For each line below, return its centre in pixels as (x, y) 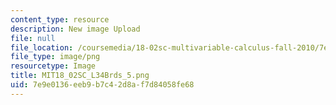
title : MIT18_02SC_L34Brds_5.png (80, 76)
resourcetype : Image (53, 66)
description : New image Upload (75, 29)
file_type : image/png (55, 57)
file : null (33, 38)
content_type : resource (60, 19)
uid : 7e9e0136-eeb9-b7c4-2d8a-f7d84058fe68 (102, 85)
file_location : (42, 47)
